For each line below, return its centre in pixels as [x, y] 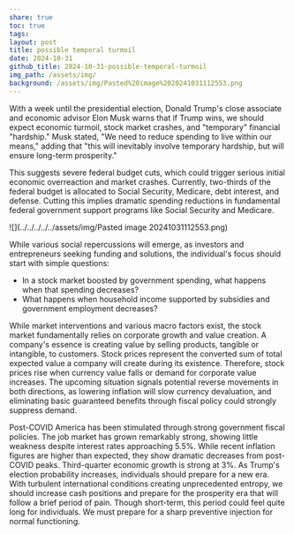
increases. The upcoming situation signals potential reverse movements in [144, 382]
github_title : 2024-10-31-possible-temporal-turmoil [108, 67]
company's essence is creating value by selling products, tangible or [134, 344]
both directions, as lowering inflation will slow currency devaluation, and [140, 391]
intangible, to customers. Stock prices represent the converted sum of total [146, 354]
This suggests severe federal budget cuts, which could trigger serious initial [147, 172]
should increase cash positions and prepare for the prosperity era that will [144, 493]
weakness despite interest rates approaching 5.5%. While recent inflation [142, 446]
